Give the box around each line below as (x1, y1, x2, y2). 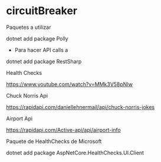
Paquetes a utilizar (6, 24, 51, 31)
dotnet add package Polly (6, 35, 69, 42)
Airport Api (6, 115, 33, 122)
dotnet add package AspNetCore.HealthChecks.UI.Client (6, 149, 144, 156)
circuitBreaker (6, 4, 78, 18)
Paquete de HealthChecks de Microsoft (6, 137, 102, 145)
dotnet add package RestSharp (6, 58, 82, 65)
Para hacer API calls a (14, 46, 68, 54)
